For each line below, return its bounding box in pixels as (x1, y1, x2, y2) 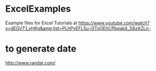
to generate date (5, 43, 77, 55)
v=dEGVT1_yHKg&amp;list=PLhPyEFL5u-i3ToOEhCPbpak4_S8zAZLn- (5, 25, 151, 31)
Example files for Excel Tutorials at (5, 20, 78, 26)
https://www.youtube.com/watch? (78, 20, 150, 26)
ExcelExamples (5, 3, 71, 15)
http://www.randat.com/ (5, 59, 56, 66)
